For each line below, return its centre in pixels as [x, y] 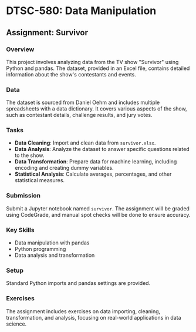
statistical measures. [40, 180]
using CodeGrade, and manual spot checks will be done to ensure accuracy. [98, 214]
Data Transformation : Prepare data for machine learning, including [96, 162]
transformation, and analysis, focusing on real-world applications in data [94, 317]
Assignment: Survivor [47, 33]
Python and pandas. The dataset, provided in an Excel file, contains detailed [98, 68]
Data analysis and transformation [55, 255]
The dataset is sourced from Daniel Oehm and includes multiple [83, 103]
